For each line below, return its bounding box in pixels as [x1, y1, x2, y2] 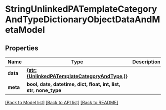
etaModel [5, 25, 45, 35]
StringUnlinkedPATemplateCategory [5, 3, 157, 15]
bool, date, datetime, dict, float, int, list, [26, 81, 121, 87]
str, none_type [26, 87, 62, 94]
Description [132, 58, 161, 65]
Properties [5, 44, 39, 52]
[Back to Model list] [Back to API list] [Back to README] [5, 100, 119, 105]
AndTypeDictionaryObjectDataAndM [5, 14, 161, 25]
